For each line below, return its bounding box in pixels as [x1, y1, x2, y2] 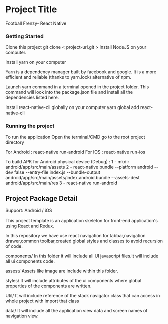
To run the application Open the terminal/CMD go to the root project [5, 134, 145, 140]
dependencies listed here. [5, 94, 59, 101]
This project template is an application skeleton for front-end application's [5, 218, 158, 224]
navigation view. [5, 313, 39, 319]
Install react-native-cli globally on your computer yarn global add [5, 104, 139, 111]
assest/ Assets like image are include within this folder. [5, 268, 119, 274]
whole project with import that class [5, 298, 79, 304]
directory [5, 139, 24, 145]
